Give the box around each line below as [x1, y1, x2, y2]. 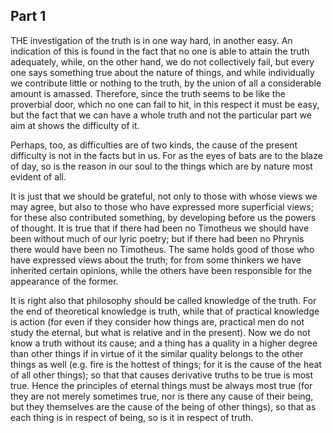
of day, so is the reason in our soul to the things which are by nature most [10, 160, 313, 172]
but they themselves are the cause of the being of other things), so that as [10, 400, 317, 413]
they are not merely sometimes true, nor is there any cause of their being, [10, 390, 314, 402]
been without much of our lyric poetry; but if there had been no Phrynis [10, 232, 305, 244]
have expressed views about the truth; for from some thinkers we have [10, 254, 302, 266]
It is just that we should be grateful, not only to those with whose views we [10, 190, 318, 202]
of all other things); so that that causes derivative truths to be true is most [10, 369, 314, 381]
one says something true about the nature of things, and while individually [10, 66, 315, 78]
